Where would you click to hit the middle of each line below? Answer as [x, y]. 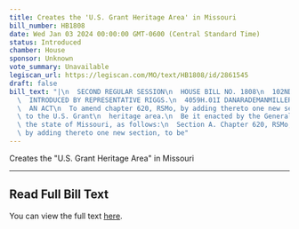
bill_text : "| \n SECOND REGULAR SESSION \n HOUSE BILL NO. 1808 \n [137, 91]
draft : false [33, 83]
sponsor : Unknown [41, 59]
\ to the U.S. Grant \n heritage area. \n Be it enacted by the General [155, 116]
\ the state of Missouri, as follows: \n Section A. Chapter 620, [143, 125]
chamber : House [37, 51]
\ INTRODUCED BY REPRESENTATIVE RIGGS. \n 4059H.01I [119, 100]
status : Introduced [45, 42]
